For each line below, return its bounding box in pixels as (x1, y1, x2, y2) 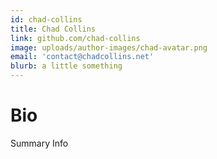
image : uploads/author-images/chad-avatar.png (10, 42, 208, 53)
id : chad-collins (10, 14, 83, 25)
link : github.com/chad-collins (10, 33, 141, 43)
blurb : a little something (10, 61, 123, 71)
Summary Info (10, 137, 69, 149)
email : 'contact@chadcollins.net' (10, 52, 155, 62)
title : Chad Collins (10, 24, 97, 34)
